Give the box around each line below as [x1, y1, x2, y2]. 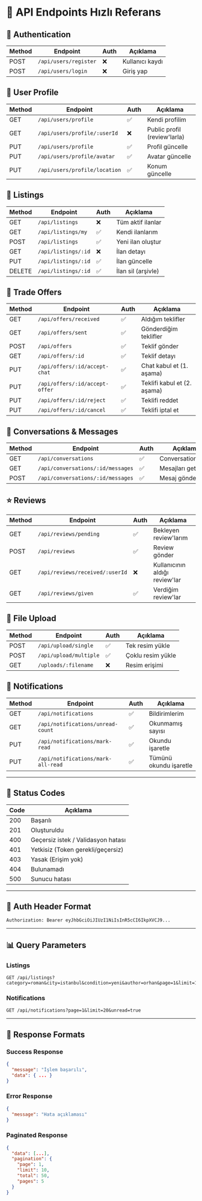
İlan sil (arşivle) [116, 267, 159, 275]
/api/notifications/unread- [38, 721, 118, 727]
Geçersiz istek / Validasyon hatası [31, 836, 126, 844]
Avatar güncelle [147, 152, 191, 160]
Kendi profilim [147, 115, 186, 124]
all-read [38, 761, 63, 768]
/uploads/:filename [38, 661, 94, 668]
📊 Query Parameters [6, 940, 87, 950]
